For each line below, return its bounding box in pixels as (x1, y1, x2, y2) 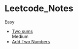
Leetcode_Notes (4, 3, 74, 14)
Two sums (11, 28, 33, 34)
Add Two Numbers (11, 38, 50, 44)
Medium (11, 33, 29, 39)
